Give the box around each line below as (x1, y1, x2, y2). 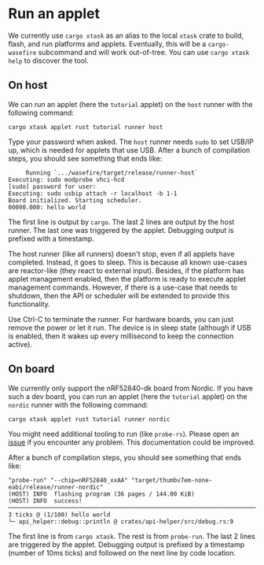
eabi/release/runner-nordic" (8, 483, 104, 491)
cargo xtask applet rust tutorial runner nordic (8, 415, 170, 423)
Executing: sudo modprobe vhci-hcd (8, 175, 125, 183)
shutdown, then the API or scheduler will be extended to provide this (8, 290, 230, 300)
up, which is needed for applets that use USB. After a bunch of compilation (8, 145, 251, 154)
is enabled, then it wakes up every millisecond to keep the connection (8, 331, 234, 341)
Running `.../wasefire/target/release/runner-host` (25, 168, 199, 177)
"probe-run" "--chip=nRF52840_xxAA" (8, 476, 128, 484)
